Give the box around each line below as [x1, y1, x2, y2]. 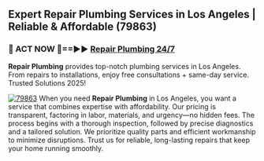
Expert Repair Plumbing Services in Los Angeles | [8, 8, 256, 21]
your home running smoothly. [8, 143, 104, 153]
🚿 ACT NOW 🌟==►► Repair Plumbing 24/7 [8, 44, 176, 55]
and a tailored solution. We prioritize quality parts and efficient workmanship [8, 126, 256, 136]
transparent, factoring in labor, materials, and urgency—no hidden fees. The [8, 110, 255, 119]
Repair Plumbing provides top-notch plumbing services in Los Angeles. [8, 61, 241, 71]
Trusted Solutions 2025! [8, 78, 87, 87]
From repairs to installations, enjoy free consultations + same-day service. [8, 70, 250, 79]
